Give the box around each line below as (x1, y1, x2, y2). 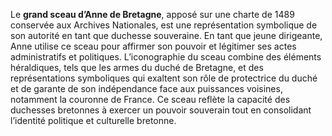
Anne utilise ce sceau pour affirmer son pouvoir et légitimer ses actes (10, 40, 297, 52)
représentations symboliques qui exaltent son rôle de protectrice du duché (10, 72, 318, 84)
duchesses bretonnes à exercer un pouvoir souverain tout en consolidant (10, 104, 312, 116)
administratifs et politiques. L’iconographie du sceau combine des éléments (10, 51, 322, 63)
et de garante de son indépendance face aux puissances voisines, (10, 83, 283, 94)
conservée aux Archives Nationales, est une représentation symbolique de (10, 19, 318, 31)
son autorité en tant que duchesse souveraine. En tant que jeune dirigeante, (10, 30, 323, 41)
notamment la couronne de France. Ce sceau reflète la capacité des (10, 94, 291, 105)
